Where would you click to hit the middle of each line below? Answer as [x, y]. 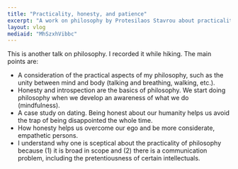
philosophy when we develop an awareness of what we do [103, 98]
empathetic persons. [48, 136]
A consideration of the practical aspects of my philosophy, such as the [120, 75]
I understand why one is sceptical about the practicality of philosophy [119, 143]
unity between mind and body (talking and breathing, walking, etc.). [116, 83]
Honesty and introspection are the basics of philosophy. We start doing [121, 90]
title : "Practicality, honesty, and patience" [77, 14]
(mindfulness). [39, 105]
